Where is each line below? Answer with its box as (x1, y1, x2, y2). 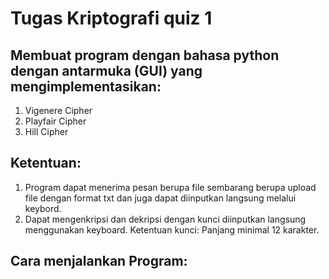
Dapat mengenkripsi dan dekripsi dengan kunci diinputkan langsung (24, 213, 307, 225)
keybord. (24, 202, 62, 214)
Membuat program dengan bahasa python (10, 47, 280, 64)
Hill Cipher (24, 126, 69, 137)
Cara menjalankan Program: (10, 253, 188, 270)
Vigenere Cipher (24, 105, 93, 116)
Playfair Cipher (24, 115, 87, 127)
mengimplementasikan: (10, 78, 162, 95)
